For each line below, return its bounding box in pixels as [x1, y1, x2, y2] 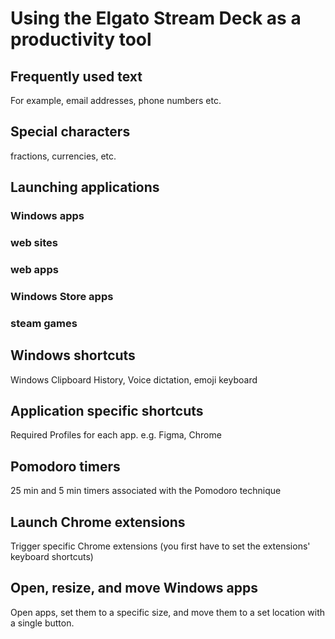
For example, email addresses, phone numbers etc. [10, 95, 222, 106]
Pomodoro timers [10, 458, 121, 475]
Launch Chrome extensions [10, 513, 186, 531]
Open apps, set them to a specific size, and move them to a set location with [10, 606, 325, 618]
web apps [10, 262, 59, 276]
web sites [10, 236, 58, 250]
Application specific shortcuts [10, 403, 204, 420]
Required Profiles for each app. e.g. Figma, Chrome [10, 429, 222, 441]
